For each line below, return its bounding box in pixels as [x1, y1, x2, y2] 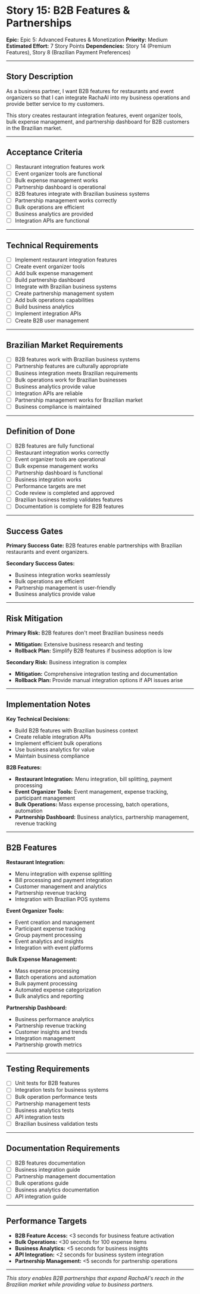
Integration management [14, 1034, 76, 1042]
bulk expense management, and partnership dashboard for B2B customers [6, 118, 190, 125]
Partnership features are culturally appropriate [14, 362, 129, 370]
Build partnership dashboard [14, 276, 85, 284]
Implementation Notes [6, 700, 91, 710]
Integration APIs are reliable [14, 389, 83, 397]
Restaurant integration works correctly [14, 449, 110, 456]
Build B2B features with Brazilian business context [14, 726, 138, 734]
